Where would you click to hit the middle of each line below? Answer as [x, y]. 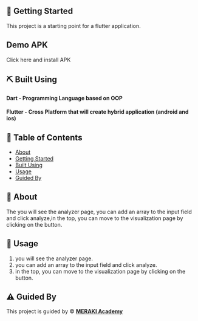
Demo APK [27, 45]
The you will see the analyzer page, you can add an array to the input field [99, 212]
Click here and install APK [39, 60]
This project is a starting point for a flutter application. [73, 26]
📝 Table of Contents [44, 137]
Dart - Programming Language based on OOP [64, 98]
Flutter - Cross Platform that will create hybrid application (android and [97, 112]
